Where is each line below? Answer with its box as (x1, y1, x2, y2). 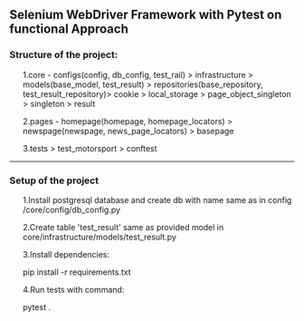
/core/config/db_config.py (22, 204, 120, 215)
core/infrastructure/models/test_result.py (22, 231, 176, 242)
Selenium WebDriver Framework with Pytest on (9, 7, 282, 23)
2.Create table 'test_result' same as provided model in (22, 221, 224, 232)
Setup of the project (9, 174, 100, 187)
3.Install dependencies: (22, 248, 110, 259)
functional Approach (9, 22, 128, 37)
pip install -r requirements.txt (22, 267, 131, 277)
